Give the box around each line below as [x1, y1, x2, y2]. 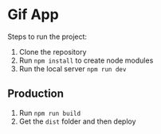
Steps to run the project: [7, 32, 88, 41]
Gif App [7, 6, 59, 24]
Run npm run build [18, 108, 81, 117]
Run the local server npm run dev [18, 63, 127, 73]
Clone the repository [18, 47, 87, 56]
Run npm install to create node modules [18, 56, 154, 65]
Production [7, 87, 65, 101]
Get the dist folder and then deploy [18, 117, 136, 126]
